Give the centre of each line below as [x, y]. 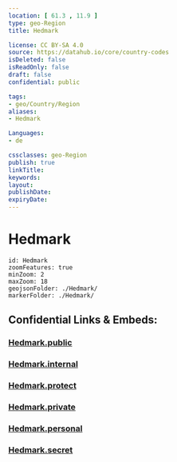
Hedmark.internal [43, 364]
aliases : [23, 112]
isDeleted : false [37, 60]
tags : [17, 97]
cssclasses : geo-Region [48, 155]
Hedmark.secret [41, 450]
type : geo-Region [37, 23]
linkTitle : [26, 170]
